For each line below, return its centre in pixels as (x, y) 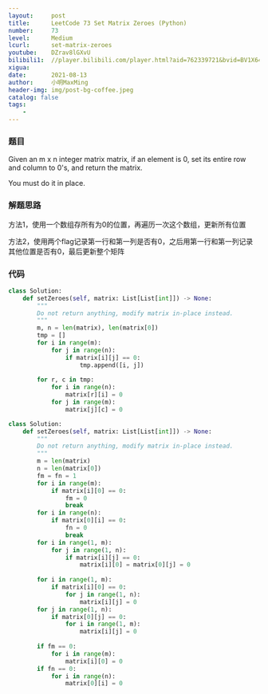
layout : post (37, 16)
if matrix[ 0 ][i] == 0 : (89, 520)
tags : (17, 104)
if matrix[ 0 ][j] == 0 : (89, 617)
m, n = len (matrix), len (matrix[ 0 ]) (98, 328)
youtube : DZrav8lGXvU (49, 53)
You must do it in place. (47, 183)
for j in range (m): (83, 402)
